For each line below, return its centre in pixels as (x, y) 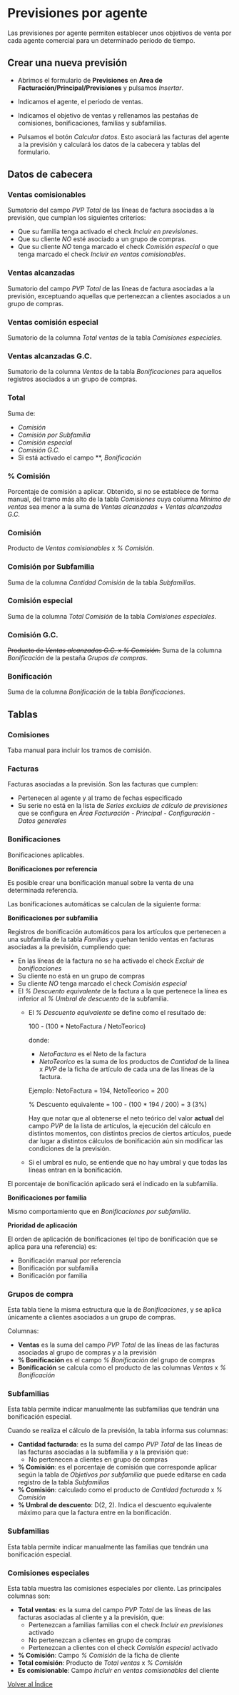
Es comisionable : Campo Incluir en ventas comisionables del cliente (118, 1670)
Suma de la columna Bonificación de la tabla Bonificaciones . (96, 692)
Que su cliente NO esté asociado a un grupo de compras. (102, 239)
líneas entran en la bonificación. (75, 1170)
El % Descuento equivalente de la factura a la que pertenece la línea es (122, 991)
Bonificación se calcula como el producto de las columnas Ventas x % (122, 1367)
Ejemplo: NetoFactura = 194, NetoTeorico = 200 (98, 1091)
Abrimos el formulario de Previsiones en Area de (90, 80)
